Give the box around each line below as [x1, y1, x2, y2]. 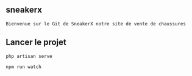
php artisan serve [5, 53, 52, 59]
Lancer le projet [5, 37, 66, 48]
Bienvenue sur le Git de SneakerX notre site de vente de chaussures [5, 21, 187, 27]
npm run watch [5, 63, 42, 70]
